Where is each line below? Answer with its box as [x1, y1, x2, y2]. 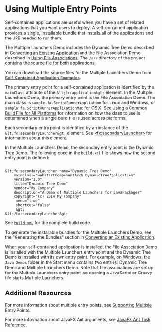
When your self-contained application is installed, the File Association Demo [5, 244, 158, 250]
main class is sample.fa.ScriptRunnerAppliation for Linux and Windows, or [5, 99, 155, 105]
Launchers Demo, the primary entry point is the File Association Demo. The [5, 94, 156, 100]
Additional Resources [5, 289, 71, 297]
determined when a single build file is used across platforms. [5, 115, 127, 121]
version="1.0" [14, 177, 42, 182]
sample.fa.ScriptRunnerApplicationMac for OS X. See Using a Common [5, 105, 147, 111]
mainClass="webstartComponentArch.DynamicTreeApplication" [14, 173, 136, 177]
